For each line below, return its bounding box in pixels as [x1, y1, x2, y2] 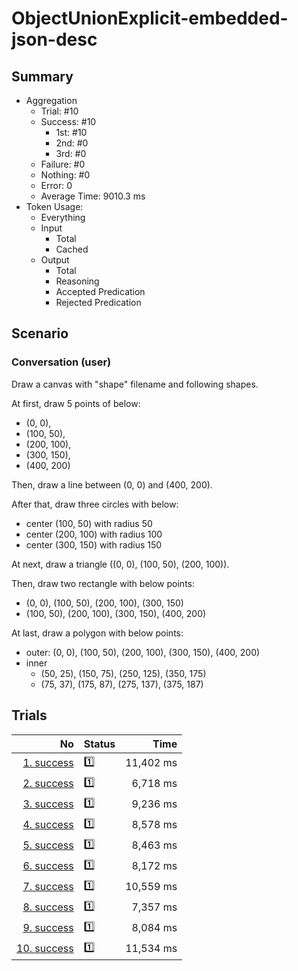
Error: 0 [40, 180, 73, 191]
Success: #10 [40, 116, 97, 127]
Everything [40, 212, 86, 223]
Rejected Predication [55, 297, 142, 308]
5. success [22, 838, 74, 852]
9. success [22, 921, 74, 934]
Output [40, 254, 70, 266]
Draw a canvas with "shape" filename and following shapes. [11, 378, 259, 390]
